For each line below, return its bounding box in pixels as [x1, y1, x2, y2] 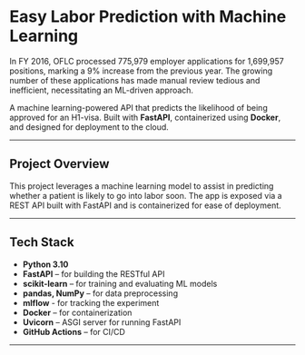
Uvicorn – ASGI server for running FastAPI [22, 316, 182, 328]
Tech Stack [9, 234, 74, 251]
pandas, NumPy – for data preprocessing [22, 288, 179, 299]
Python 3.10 [22, 259, 69, 270]
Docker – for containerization [22, 307, 133, 318]
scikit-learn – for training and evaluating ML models [22, 278, 218, 289]
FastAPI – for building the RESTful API [22, 268, 165, 279]
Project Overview [9, 156, 110, 172]
